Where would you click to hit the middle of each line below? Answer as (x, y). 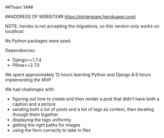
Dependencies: (20, 50)
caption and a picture (34, 104)
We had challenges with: (30, 89)
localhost (14, 31)
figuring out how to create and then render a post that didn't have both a (86, 99)
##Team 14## (19, 7)
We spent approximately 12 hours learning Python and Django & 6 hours (78, 75)
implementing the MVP (28, 80)
